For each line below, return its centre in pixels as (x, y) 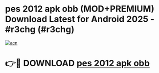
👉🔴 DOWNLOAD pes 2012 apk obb (78, 63)
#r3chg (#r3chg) (40, 29)
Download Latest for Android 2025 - (80, 19)
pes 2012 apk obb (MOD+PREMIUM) (80, 9)
